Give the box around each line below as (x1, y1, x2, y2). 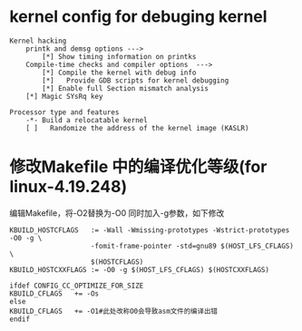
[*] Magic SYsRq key (25, 92, 103, 101)
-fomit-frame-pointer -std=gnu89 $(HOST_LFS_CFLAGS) (90, 241, 295, 250)
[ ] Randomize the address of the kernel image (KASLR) (25, 123, 249, 132)
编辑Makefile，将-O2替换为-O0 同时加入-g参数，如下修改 (9, 207, 225, 219)
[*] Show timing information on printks (42, 52, 197, 61)
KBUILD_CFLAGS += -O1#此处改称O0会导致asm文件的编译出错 (9, 307, 218, 316)
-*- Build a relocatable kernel (25, 115, 148, 124)
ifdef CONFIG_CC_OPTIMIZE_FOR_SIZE (9, 281, 144, 290)
